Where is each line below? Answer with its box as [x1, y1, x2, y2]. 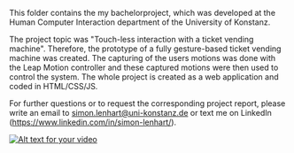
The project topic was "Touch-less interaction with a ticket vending [9, 34, 254, 44]
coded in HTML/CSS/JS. [9, 81, 98, 91]
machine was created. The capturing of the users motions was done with [9, 53, 276, 63]
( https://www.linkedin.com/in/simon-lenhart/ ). [9, 117, 177, 127]
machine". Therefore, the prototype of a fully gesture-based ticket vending [9, 43, 282, 54]
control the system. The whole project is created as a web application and [9, 72, 279, 82]
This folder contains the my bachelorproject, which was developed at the [9, 8, 276, 18]
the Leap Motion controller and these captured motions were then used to [9, 62, 279, 73]
